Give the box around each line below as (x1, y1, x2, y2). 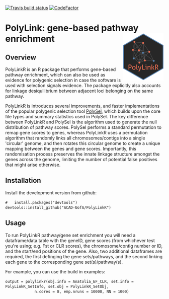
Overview (5, 53, 37, 61)
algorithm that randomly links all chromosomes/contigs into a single (5, 135, 145, 141)
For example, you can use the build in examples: (5, 268, 106, 274)
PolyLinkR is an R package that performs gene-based (5, 66, 116, 72)
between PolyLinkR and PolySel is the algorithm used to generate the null (5, 119, 157, 125)
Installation (5, 176, 41, 185)
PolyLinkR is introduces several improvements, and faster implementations (5, 103, 160, 109)
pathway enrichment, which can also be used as (5, 72, 106, 78)
